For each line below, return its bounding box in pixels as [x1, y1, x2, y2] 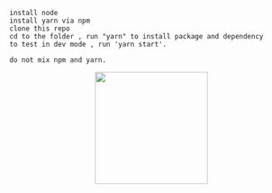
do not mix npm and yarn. [9, 56, 106, 65]
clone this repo [9, 24, 70, 33]
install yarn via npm [9, 16, 91, 25]
